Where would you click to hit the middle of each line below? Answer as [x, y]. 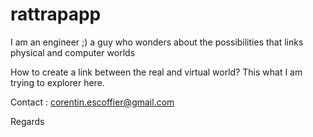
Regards [27, 121]
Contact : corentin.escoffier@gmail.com [92, 102]
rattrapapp [56, 14]
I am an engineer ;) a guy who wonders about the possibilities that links [157, 42]
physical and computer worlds [73, 52]
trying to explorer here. [57, 82]
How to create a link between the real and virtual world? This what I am [156, 72]
